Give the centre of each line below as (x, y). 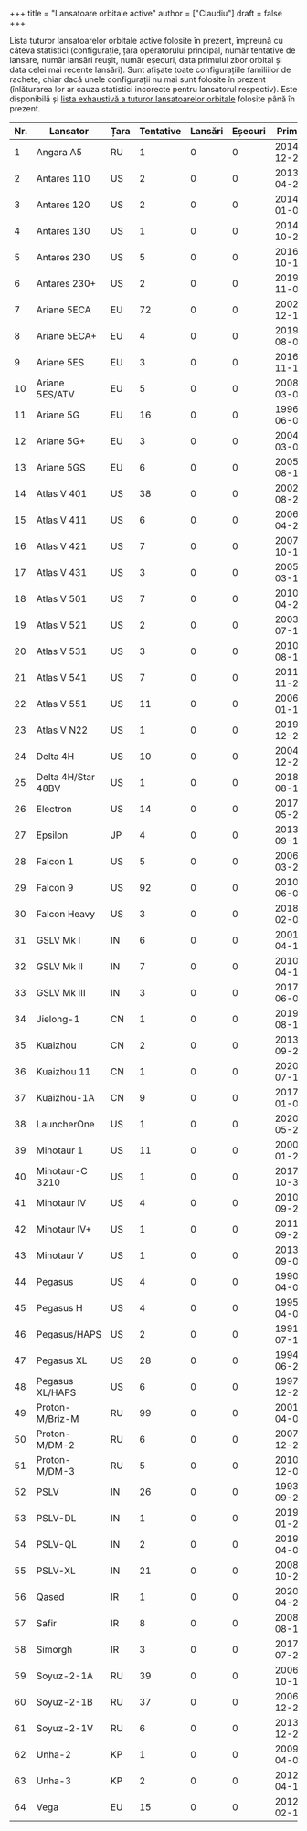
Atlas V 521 (62, 625)
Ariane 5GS (61, 467)
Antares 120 (63, 205)
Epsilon (52, 835)
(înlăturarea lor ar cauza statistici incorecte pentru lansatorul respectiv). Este (153, 89)
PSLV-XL (56, 1571)
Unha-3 (53, 1781)
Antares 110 (63, 179)
